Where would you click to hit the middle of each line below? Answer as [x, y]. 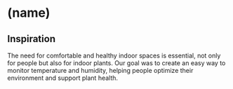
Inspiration [32, 39]
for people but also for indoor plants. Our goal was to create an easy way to [116, 63]
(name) [29, 13]
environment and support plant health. [62, 78]
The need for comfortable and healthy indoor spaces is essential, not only [114, 55]
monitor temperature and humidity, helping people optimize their [100, 70]
